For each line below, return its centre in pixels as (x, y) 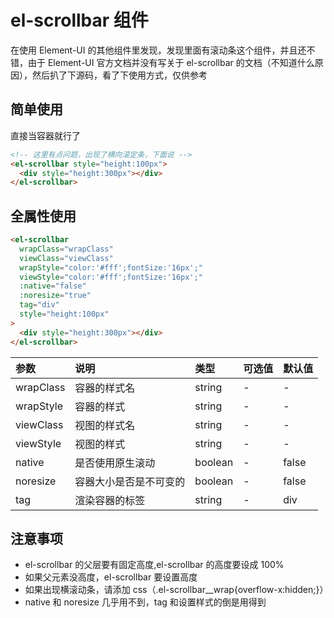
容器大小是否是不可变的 (130, 481)
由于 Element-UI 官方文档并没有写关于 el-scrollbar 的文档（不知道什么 (171, 62)
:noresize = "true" (55, 296)
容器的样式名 (105, 388)
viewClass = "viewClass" (66, 258)
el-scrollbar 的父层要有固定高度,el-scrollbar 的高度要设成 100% (154, 565)
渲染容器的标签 (110, 500)
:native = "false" (53, 286)
